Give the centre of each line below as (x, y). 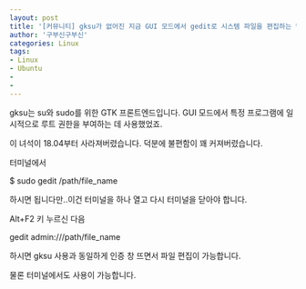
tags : (20, 52)
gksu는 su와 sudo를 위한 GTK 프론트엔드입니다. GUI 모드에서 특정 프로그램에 (147, 112)
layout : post (34, 18)
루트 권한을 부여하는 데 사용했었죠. (102, 124)
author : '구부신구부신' (49, 35)
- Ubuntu (26, 69)
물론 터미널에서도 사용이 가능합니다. (73, 274)
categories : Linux (44, 43)
